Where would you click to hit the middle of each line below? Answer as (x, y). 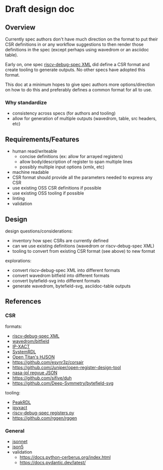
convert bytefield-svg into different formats (56, 280)
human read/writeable (35, 151)
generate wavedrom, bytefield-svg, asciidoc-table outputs (71, 286)
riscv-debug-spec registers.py (43, 413)
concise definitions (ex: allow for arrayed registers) (71, 157)
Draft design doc (40, 9)
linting (18, 198)
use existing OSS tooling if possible (48, 193)
